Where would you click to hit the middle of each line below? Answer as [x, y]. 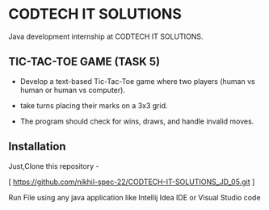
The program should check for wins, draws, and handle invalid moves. [137, 121]
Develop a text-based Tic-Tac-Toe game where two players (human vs [138, 81]
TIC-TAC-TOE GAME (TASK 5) [84, 62]
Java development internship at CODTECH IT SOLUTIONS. [106, 36]
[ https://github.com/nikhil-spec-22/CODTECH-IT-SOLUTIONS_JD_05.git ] [132, 182]
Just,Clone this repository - [54, 166]
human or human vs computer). [72, 90]
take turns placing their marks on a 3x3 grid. [94, 105]
